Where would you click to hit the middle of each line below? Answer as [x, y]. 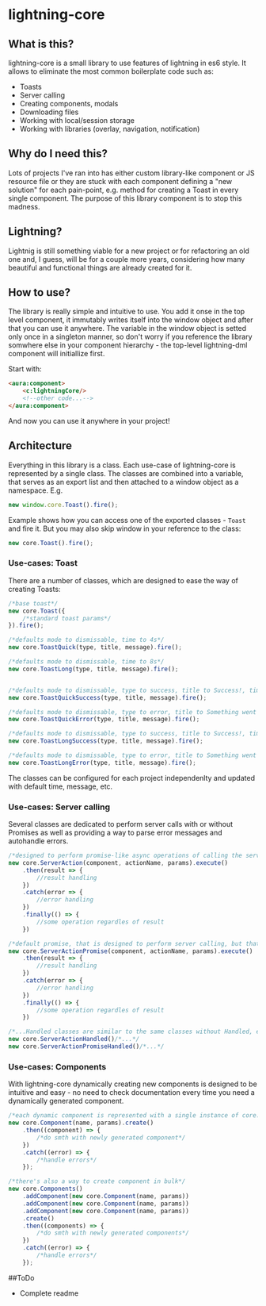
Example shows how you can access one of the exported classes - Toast [127, 520]
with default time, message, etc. [61, 786]
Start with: [25, 369]
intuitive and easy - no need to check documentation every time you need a [131, 1093]
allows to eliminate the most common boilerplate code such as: [111, 71]
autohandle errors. [38, 841]
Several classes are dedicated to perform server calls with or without [121, 824]
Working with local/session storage [77, 120]
